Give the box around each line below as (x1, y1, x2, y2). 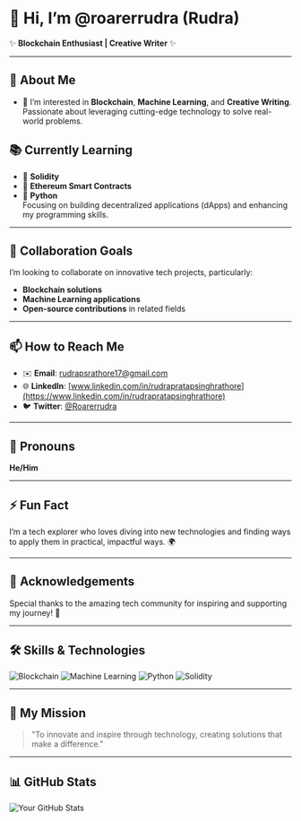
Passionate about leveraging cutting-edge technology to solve (21, 106, 253, 117)
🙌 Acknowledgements (9, 574, 135, 590)
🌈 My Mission (9, 705, 87, 721)
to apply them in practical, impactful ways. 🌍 (9, 536, 176, 547)
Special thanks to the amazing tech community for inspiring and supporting (9, 598, 288, 609)
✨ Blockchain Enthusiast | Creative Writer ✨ (9, 38, 176, 48)
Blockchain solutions (21, 284, 103, 295)
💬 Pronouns (9, 438, 76, 454)
